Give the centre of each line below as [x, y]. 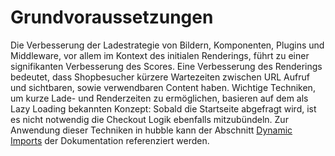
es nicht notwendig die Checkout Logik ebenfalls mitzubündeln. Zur [149, 119]
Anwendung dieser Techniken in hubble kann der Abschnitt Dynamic [151, 130]
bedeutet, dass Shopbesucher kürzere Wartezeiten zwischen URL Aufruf [160, 77]
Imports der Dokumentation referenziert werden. [110, 140]
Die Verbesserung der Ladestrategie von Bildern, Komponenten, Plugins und [167, 45]
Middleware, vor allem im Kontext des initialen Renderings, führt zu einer [160, 55]
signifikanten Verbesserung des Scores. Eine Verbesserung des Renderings [166, 66]
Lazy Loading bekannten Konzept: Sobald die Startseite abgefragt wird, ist [163, 108]
